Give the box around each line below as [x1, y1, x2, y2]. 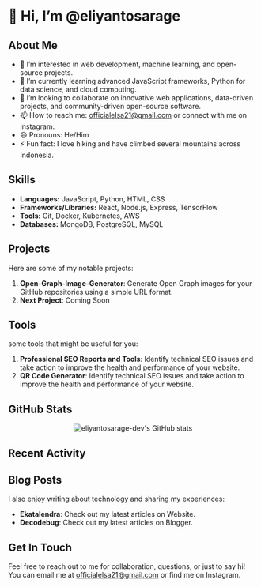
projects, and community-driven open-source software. [19, 102, 202, 111]
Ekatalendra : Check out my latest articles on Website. [19, 510, 196, 519]
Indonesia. [19, 150, 54, 160]
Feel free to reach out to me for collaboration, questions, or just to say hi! [8, 562, 246, 571]
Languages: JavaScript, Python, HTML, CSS [19, 194, 165, 204]
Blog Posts [8, 473, 62, 487]
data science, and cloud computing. [19, 85, 137, 94]
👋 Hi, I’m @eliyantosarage [8, 7, 180, 25]
